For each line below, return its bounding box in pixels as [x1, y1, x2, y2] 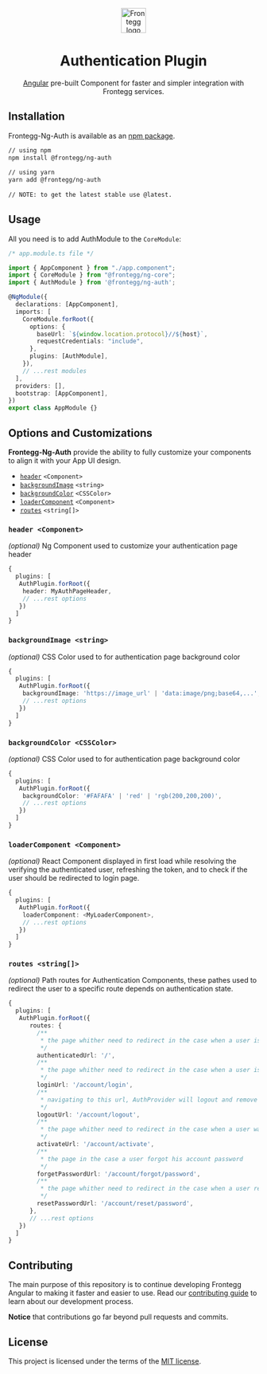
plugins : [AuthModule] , [29, 352, 109, 360]
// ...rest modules [22, 367, 87, 375]
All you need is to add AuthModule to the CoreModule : [8, 234, 181, 243]
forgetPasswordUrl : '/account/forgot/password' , [37, 1170, 201, 1178]
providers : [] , [15, 382, 66, 390]
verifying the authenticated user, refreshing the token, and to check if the [8, 865, 248, 874]
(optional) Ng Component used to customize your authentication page [8, 541, 238, 551]
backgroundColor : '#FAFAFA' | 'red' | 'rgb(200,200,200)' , [22, 791, 222, 800]
